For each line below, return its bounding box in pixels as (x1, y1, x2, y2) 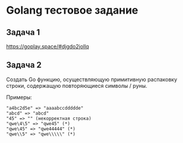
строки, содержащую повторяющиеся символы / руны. (6, 82, 147, 89)
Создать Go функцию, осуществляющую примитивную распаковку (6, 75, 178, 83)
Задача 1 (6, 27, 40, 37)
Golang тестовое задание (6, 4, 138, 17)
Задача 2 (6, 60, 42, 70)
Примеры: (6, 93, 33, 101)
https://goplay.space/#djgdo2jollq (6, 43, 89, 50)
